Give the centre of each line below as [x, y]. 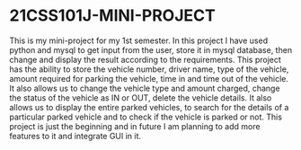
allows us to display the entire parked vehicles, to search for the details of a [149, 107]
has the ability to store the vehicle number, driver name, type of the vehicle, [149, 69]
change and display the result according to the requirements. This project [145, 59]
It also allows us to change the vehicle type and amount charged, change [145, 88]
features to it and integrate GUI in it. [75, 136]
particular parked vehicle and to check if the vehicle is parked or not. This [146, 117]
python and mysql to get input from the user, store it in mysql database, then [151, 49]
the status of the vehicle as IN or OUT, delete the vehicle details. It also [141, 97]
